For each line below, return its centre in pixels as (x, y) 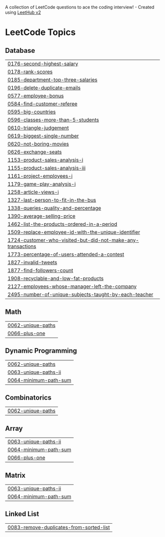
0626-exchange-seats (35, 152)
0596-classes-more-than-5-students (53, 120)
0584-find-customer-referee (42, 104)
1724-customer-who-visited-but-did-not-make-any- (73, 240)
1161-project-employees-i (40, 176)
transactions (22, 246)
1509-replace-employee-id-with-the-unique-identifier (74, 232)
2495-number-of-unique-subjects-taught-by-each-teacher (81, 294)
